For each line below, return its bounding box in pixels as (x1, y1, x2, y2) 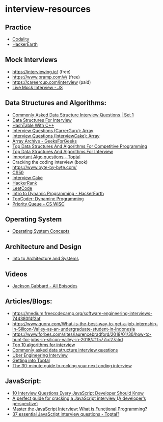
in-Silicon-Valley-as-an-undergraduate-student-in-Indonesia (12, 326, 135, 332)
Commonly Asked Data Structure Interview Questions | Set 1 (12, 112, 134, 118)
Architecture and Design (5, 243, 82, 251)
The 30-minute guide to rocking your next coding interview (12, 362, 132, 368)
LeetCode (12, 185, 32, 191)
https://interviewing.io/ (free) (12, 69, 71, 74)
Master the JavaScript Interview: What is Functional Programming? (12, 406, 147, 412)
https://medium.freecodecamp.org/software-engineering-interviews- (12, 310, 153, 316)
